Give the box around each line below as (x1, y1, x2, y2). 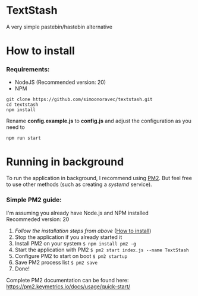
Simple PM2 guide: (6, 196, 62, 204)
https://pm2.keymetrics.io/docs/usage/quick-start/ (6, 283, 131, 290)
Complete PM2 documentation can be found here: (6, 276, 129, 284)
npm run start (6, 135, 42, 141)
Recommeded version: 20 (6, 215, 70, 223)
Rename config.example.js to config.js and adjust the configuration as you (6, 117, 192, 125)
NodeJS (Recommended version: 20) (14, 78, 106, 86)
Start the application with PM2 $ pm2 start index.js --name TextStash (14, 246, 189, 253)
